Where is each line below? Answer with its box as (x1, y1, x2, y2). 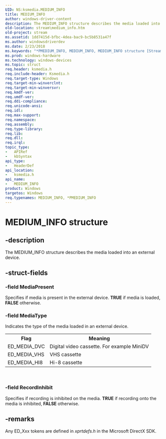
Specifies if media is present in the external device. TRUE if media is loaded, (5, 294, 161, 301)
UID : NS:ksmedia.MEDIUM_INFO (5, 7, 65, 12)
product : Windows (5, 186, 41, 191)
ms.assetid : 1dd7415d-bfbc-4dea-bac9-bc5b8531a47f (5, 35, 112, 40)
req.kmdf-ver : (5, 90, 35, 95)
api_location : (5, 168, 35, 173)
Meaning (88, 335, 110, 342)
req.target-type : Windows (5, 76, 58, 81)
